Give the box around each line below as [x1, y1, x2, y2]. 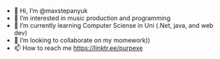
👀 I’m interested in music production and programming [13, 14, 171, 22]
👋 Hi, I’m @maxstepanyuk [13, 7, 88, 15]
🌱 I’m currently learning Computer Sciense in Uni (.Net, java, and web [13, 22, 214, 29]
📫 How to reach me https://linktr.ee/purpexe [13, 44, 143, 52]
